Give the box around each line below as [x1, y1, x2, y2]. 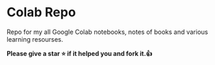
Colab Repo [6, 4, 76, 20]
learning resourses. [6, 35, 64, 43]
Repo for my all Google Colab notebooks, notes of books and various [6, 28, 209, 36]
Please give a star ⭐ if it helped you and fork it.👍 [6, 49, 153, 57]
